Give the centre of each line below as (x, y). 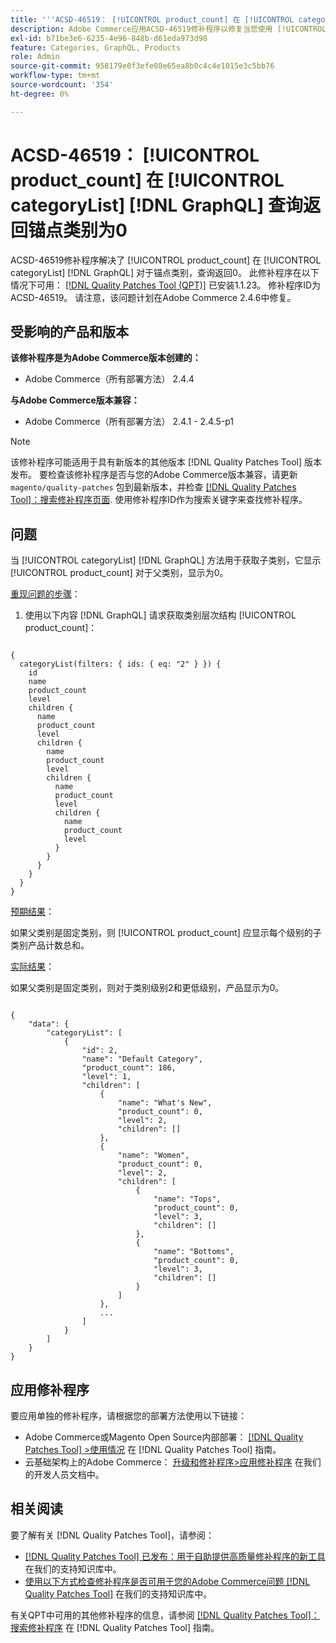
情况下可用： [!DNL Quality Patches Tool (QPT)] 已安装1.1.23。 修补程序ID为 (166, 285)
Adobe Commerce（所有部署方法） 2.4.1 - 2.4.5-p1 (129, 422)
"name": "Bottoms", (194, 1252)
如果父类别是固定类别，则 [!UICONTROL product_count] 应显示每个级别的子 (166, 933)
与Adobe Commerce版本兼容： (75, 400)
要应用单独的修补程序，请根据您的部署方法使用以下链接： (128, 1415)
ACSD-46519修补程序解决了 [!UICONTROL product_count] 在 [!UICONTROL (166, 260)
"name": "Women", (153, 1156)
